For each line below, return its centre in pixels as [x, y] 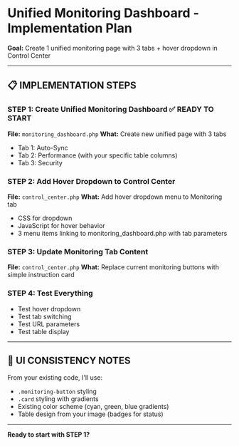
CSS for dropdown [45, 218]
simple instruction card [41, 275]
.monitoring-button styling [57, 391]
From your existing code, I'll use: [55, 378]
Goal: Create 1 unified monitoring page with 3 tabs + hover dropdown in [113, 48]
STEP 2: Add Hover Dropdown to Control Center [91, 181]
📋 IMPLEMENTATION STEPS [72, 86]
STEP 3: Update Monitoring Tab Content [78, 251]
